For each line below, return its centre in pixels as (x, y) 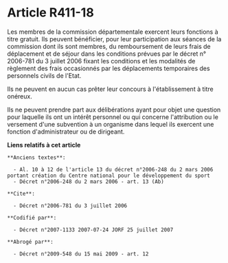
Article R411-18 (50, 13)
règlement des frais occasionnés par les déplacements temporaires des (109, 68)
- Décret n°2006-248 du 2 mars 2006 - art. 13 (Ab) (89, 181)
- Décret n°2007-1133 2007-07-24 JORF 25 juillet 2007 (93, 230)
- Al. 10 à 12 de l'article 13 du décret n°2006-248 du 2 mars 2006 (113, 169)
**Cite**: (21, 193)
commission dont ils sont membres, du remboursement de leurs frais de (109, 46)
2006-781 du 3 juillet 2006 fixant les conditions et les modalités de (101, 61)
